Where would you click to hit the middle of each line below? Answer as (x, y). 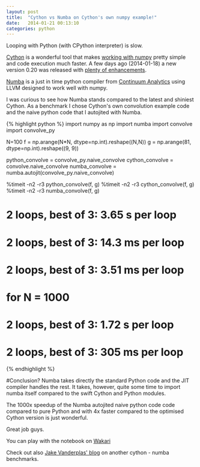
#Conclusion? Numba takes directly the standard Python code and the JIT (98, 381)
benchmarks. (23, 459)
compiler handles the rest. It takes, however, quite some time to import (93, 387)
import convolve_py (31, 130)
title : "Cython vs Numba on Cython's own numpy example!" (82, 17)
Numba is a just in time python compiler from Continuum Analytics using (96, 82)
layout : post (23, 12)
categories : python (31, 29)
